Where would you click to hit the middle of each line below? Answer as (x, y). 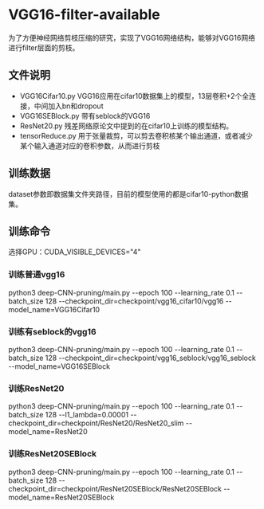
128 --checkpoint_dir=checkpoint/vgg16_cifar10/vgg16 (134, 301)
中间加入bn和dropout (69, 106)
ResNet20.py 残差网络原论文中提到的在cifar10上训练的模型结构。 (126, 126)
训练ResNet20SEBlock (53, 454)
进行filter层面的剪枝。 (44, 47)
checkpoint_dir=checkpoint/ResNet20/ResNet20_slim (96, 423)
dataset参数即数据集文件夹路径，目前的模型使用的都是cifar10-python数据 (128, 194)
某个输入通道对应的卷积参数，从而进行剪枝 (90, 146)
